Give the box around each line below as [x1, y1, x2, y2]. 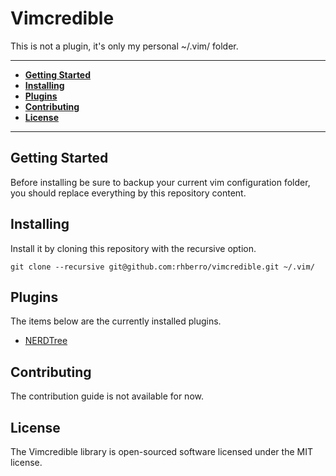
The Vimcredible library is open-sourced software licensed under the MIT [10, 446, 313, 457]
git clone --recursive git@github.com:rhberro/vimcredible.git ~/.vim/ [10, 262, 315, 272]
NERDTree [24, 335, 68, 347]
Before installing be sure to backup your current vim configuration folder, [10, 176, 311, 188]
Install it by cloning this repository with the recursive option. [10, 242, 257, 254]
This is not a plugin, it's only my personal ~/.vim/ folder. [10, 40, 239, 52]
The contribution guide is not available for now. [10, 390, 204, 402]
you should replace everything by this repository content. [10, 187, 247, 199]
